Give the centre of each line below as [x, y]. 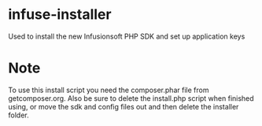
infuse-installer [60, 15]
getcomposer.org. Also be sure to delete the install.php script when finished [131, 98]
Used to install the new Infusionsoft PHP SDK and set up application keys [127, 36]
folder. [18, 115]
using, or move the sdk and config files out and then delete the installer [124, 106]
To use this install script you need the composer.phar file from [109, 90]
